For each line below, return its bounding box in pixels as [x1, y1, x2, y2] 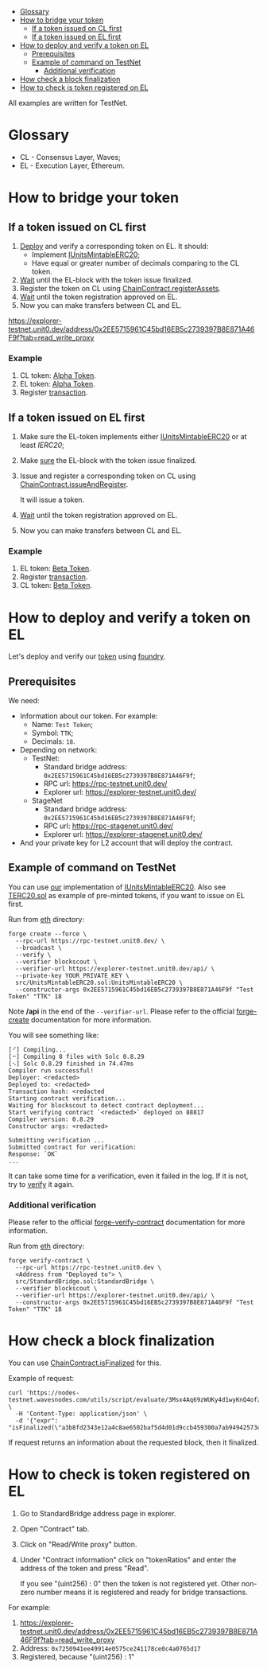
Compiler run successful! [8, 1066, 94, 1075]
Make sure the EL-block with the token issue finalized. [19, 456, 197, 465]
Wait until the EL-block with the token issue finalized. [19, 274, 193, 285]
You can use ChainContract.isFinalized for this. [8, 1358, 161, 1367]
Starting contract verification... [8, 1094, 126, 1103]
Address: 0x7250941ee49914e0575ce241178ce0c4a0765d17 [19, 1644, 201, 1653]
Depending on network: [19, 745, 98, 755]
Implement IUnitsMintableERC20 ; [31, 250, 141, 259]
